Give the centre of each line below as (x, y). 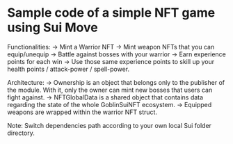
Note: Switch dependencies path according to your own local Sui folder (110, 125)
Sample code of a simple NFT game (111, 13)
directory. (21, 133)
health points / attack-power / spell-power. (69, 69)
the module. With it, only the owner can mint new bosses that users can (110, 90)
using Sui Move (53, 27)
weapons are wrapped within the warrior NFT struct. (82, 112)
